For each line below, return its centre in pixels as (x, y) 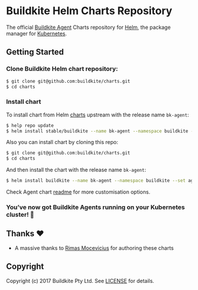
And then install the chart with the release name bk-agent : (76, 170)
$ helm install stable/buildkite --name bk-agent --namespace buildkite (97, 131)
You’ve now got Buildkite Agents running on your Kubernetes (95, 207)
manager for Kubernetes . (37, 33)
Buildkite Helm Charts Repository (89, 11)
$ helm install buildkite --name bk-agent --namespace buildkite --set (96, 181)
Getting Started (35, 52)
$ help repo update (30, 125)
